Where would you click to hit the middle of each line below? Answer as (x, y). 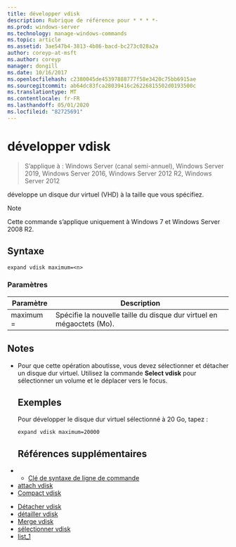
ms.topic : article (34, 40)
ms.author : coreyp (34, 60)
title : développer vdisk (44, 14)
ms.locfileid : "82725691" (45, 112)
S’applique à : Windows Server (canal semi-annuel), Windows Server (124, 166)
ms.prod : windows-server (44, 27)
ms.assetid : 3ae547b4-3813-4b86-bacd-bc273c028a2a (83, 46)
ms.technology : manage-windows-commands (67, 33)
